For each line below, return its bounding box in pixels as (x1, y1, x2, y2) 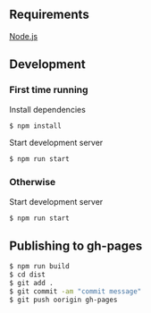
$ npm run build (9, 262, 70, 271)
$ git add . (9, 278, 54, 287)
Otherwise (9, 176, 56, 189)
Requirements (9, 7, 89, 22)
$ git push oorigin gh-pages (9, 295, 118, 304)
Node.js (9, 30, 38, 41)
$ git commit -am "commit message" (9, 286, 142, 296)
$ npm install (9, 121, 63, 131)
